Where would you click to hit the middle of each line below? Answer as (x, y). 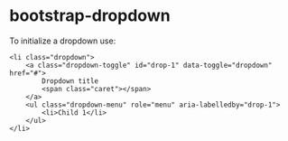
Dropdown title (70, 81)
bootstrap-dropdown (90, 16)
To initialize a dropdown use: (63, 41)
